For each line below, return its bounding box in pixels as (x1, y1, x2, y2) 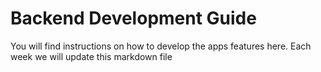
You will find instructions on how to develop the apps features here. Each (10, 40, 312, 52)
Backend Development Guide (10, 7, 257, 30)
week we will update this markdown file (10, 50, 173, 62)
